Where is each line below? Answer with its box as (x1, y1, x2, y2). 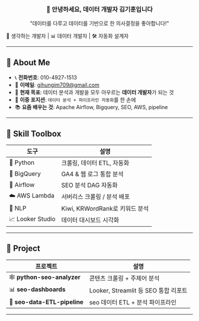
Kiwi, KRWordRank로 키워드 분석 (61, 204, 149, 212)
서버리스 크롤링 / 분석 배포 (61, 193, 130, 201)
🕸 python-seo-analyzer (9, 273, 81, 281)
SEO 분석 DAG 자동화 (61, 181, 118, 189)
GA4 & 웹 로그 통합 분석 (61, 170, 124, 178)
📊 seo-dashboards (9, 285, 66, 293)
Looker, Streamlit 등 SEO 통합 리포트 (89, 287, 188, 295)
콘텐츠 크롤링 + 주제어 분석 (89, 274, 160, 282)
